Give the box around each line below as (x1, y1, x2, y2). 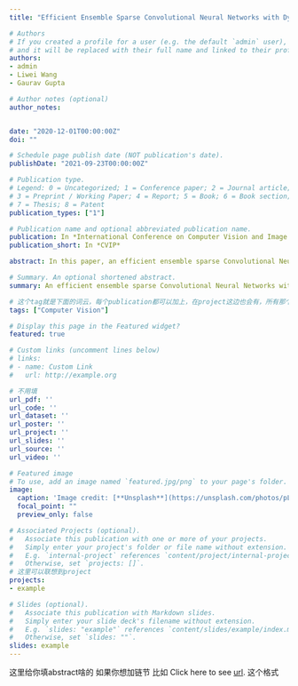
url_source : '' (9, 444, 66, 453)
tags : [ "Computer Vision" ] (9, 306, 109, 315)
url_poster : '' (9, 419, 66, 429)
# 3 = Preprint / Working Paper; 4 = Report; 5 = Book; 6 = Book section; (9, 192, 292, 201)
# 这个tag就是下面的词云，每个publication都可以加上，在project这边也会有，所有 (9, 297, 279, 307)
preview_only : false (17, 510, 93, 519)
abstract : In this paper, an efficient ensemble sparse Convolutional (9, 257, 276, 267)
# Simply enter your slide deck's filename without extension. (9, 617, 255, 626)
